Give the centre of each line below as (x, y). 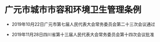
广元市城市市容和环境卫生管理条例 (73, 10)
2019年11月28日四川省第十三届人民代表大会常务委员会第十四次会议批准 (83, 34)
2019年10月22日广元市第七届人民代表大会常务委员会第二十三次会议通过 (83, 24)
